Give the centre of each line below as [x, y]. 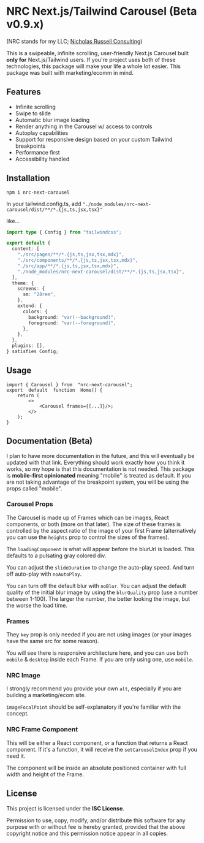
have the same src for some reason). [53, 641]
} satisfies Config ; [33, 352]
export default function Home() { [55, 390]
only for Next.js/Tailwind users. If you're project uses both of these [91, 59]
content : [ [26, 249]
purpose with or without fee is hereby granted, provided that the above [96, 826]
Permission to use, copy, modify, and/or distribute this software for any [96, 820]
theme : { [23, 283]
